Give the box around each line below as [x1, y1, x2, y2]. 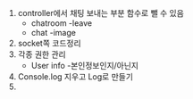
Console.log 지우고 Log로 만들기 [17, 71, 134, 82]
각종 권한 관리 [17, 49, 66, 60]
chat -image [30, 28, 76, 37]
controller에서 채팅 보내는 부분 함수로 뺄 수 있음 [17, 8, 185, 18]
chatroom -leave [30, 18, 92, 29]
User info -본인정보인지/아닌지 [30, 61, 138, 70]
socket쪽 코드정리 [17, 38, 82, 48]
